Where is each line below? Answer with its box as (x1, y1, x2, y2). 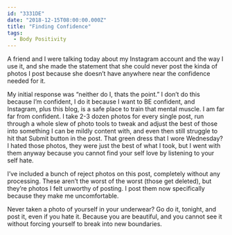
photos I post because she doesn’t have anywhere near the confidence (7, 70, 211, 78)
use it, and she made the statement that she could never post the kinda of (7, 62, 218, 70)
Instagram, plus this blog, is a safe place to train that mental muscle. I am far (7, 105, 225, 113)
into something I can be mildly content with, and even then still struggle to (7, 127, 218, 135)
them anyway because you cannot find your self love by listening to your (7, 149, 215, 158)
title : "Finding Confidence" (7, 23, 91, 30)
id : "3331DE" (7, 10, 45, 17)
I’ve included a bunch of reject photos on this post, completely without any (7, 170, 220, 178)
